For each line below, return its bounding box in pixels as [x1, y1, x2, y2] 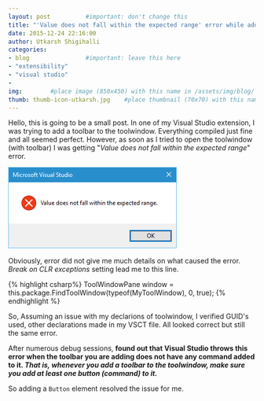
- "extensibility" [8, 63, 68, 71]
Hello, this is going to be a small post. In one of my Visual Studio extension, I [8, 118, 255, 127]
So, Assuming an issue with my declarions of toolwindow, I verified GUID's [8, 311, 249, 322]
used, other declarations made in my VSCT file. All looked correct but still [8, 320, 245, 329]
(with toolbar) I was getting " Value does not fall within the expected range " [8, 143, 251, 153]
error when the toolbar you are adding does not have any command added [8, 352, 255, 362]
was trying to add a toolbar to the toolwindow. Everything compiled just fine [8, 127, 253, 136]
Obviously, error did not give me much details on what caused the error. [8, 256, 241, 266]
